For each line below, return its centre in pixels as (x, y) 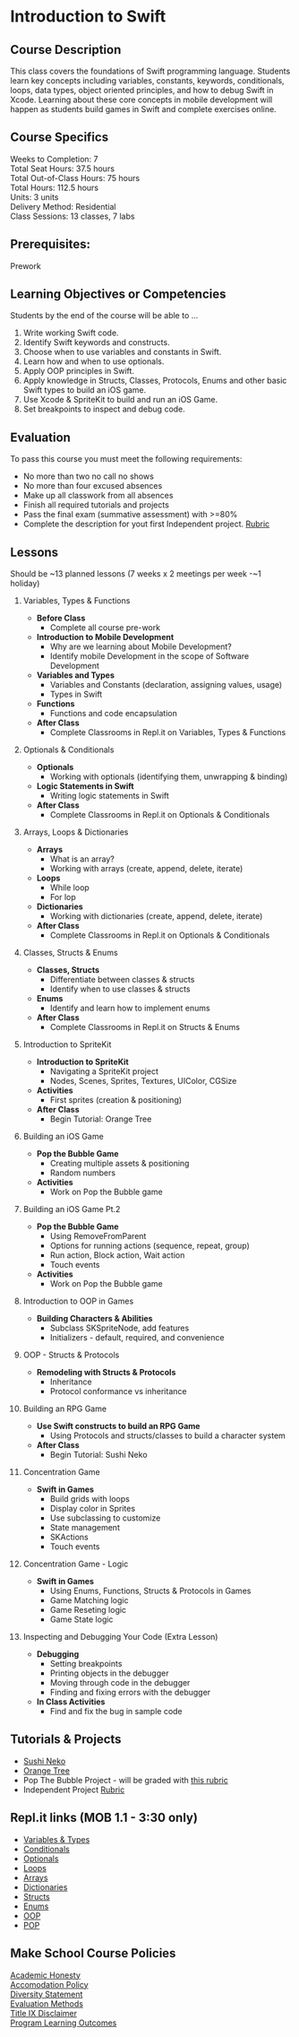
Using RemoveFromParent (98, 1236)
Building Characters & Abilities (94, 1319)
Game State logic (81, 1619)
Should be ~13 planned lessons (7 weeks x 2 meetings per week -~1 (136, 574)
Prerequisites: (50, 244)
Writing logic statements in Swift (109, 796)
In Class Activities (71, 1702)
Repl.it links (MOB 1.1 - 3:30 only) (104, 1818)
